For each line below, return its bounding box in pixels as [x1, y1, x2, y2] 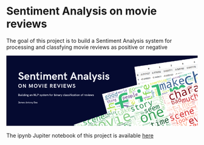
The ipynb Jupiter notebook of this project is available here [6, 132, 154, 140]
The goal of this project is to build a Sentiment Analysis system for [6, 37, 172, 44]
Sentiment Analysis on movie [6, 4, 157, 18]
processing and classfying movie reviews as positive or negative [6, 43, 168, 51]
